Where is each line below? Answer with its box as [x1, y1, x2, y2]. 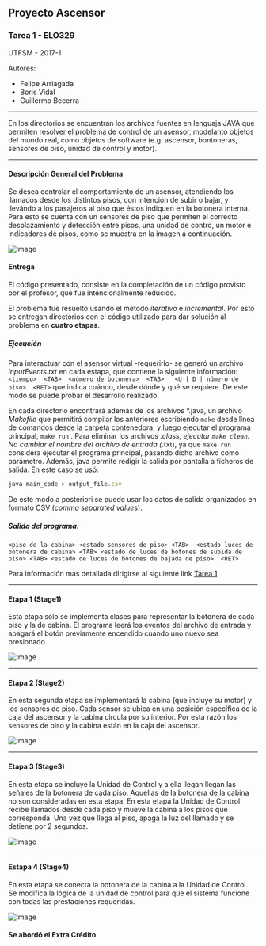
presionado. [8, 637, 47, 647]
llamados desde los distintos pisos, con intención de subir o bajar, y [8, 195, 229, 204]
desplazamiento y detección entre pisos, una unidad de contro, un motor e [8, 220, 252, 230]
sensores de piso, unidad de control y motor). [8, 143, 157, 153]
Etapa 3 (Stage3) [8, 762, 65, 771]
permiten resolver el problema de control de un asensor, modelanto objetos [8, 127, 254, 136]
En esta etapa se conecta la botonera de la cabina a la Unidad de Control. [8, 880, 248, 889]
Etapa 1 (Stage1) [8, 594, 62, 604]
